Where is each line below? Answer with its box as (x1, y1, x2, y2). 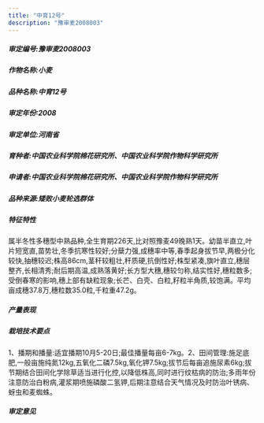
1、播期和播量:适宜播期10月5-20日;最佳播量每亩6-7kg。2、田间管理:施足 (8, 347, 243, 357)
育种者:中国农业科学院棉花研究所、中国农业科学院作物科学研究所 (8, 150, 218, 160)
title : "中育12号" (8, 11, 65, 20)
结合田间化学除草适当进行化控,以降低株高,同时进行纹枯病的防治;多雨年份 (21, 367, 256, 377)
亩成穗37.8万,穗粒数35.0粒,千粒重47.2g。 (8, 285, 141, 295)
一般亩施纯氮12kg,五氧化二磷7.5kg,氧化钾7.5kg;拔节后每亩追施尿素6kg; (17, 358, 245, 367)
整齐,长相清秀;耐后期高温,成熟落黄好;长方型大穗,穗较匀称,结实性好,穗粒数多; (8, 265, 252, 276)
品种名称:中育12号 (8, 87, 67, 96)
